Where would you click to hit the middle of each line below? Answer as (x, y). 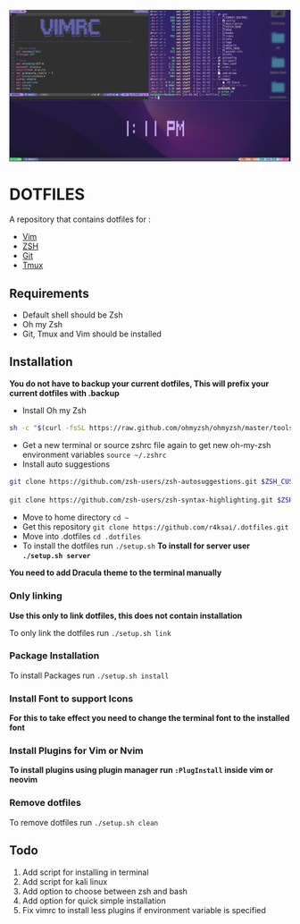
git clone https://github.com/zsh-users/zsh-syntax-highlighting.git (142, 500)
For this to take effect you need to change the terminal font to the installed (150, 718)
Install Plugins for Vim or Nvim (77, 750)
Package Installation (54, 656)
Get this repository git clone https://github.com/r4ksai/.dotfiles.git (155, 527)
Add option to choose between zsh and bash (104, 891)
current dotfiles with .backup (65, 393)
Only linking (36, 596)
